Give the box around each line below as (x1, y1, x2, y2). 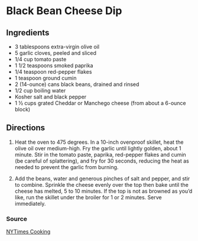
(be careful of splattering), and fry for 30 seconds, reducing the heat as (14, 157, 189, 164)
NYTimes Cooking (6, 228, 51, 235)
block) (14, 106, 31, 113)
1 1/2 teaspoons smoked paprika (14, 62, 93, 69)
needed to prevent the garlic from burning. (14, 163, 119, 170)
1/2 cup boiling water (14, 87, 66, 94)
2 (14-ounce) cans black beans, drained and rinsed (14, 81, 139, 88)
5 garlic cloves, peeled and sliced (14, 49, 96, 57)
